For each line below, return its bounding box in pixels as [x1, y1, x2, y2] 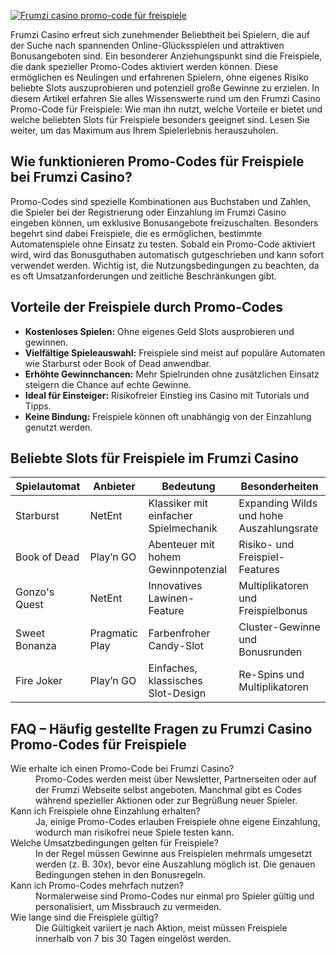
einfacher [148, 509, 193, 523]
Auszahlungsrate [238, 521, 319, 535]
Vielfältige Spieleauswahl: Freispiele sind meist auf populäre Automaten [24, 346, 326, 359]
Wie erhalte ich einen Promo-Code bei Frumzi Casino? [10, 763, 235, 775]
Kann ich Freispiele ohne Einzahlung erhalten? [10, 805, 201, 817]
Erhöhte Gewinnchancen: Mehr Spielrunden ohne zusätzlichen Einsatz [24, 368, 320, 380]
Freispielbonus [238, 604, 308, 618]
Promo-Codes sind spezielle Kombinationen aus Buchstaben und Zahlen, [10, 195, 312, 207]
